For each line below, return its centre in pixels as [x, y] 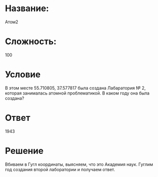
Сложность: [31, 41]
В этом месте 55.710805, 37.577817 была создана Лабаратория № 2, [75, 88]
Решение [24, 151]
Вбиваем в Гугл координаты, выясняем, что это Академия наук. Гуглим [79, 164]
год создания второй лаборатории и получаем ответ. [60, 169]
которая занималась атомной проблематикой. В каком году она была [77, 93]
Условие [23, 74]
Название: [27, 8]
